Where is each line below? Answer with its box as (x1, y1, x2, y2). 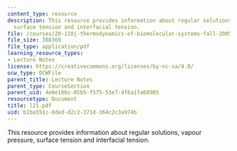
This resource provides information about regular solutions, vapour (7, 128, 202, 136)
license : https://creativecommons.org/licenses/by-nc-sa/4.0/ (7, 63, 194, 70)
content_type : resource (7, 10, 78, 18)
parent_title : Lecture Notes (7, 75, 93, 83)
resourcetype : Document (7, 96, 78, 103)
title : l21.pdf (7, 102, 52, 109)
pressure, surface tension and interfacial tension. (7, 135, 150, 144)
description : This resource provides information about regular (7, 17, 200, 24)
